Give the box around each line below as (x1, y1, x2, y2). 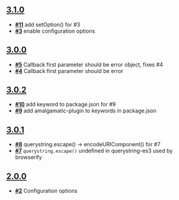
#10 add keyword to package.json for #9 (14, 101, 116, 108)
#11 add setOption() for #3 (14, 21, 80, 28)
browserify (14, 153, 42, 161)
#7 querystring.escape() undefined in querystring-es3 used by (14, 147, 173, 155)
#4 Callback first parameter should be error (14, 67, 124, 74)
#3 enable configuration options (14, 27, 95, 34)
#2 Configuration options (14, 187, 78, 195)
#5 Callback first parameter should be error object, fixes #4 (14, 60, 163, 68)
